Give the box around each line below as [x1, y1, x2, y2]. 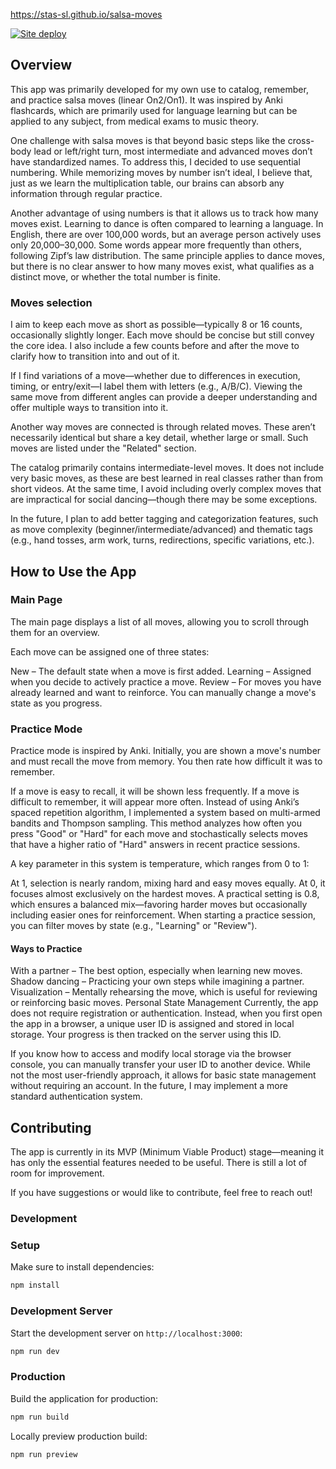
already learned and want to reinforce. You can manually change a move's [10, 686, 317, 698]
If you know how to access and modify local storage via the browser [10, 1048, 292, 1060]
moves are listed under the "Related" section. [10, 442, 197, 454]
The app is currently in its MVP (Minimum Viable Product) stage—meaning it [10, 1146, 324, 1158]
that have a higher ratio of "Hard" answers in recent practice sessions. [10, 839, 301, 851]
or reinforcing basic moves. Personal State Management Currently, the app [10, 997, 319, 1009]
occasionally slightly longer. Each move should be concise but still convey [10, 329, 315, 341]
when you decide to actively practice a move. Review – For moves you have [10, 675, 322, 688]
